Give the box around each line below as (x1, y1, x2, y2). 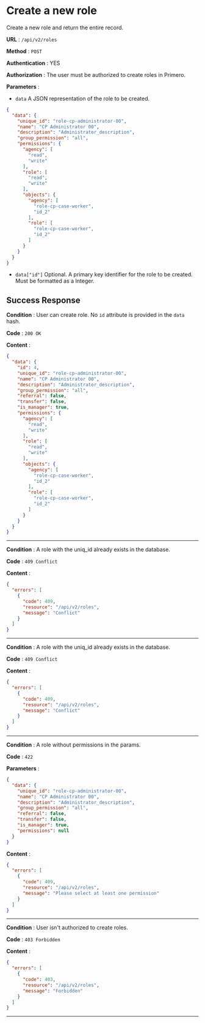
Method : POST (6, 47, 43, 55)
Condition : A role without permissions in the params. (6, 741, 141, 748)
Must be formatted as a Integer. (15, 277, 95, 284)
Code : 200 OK (6, 330, 41, 337)
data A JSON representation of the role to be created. (15, 95, 150, 102)
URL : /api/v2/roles (6, 35, 57, 43)
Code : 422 (6, 753, 34, 760)
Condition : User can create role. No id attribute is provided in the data (6, 311, 185, 319)
